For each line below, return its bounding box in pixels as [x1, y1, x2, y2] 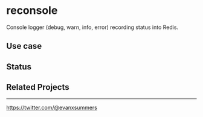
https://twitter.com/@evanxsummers [6, 104, 98, 111]
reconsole [6, 4, 58, 17]
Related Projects [6, 82, 69, 92]
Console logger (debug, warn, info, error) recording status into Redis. [6, 24, 179, 31]
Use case [6, 41, 42, 51]
